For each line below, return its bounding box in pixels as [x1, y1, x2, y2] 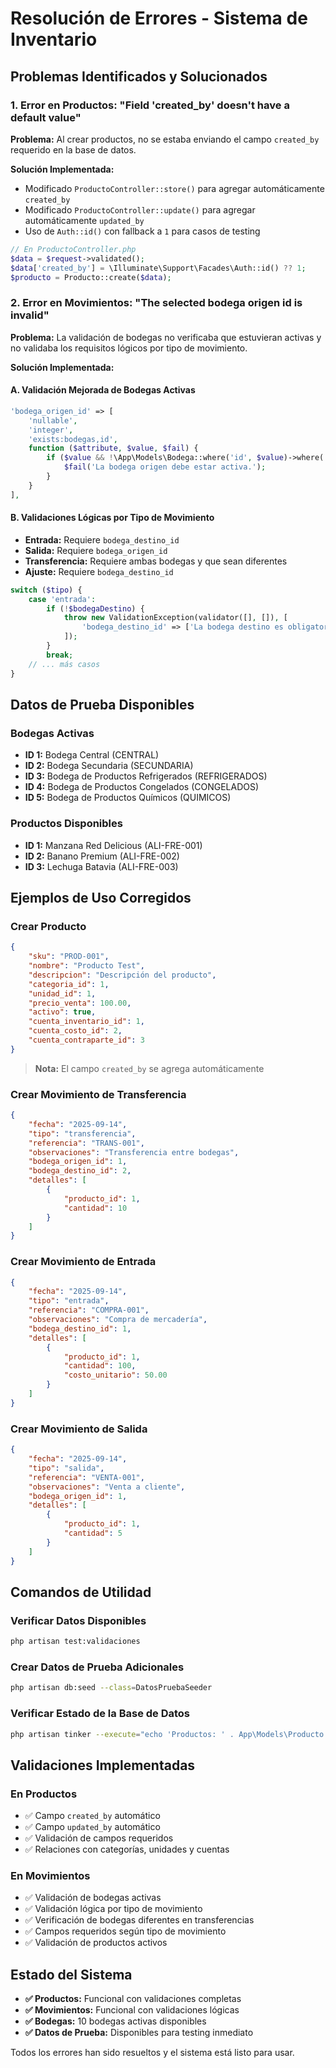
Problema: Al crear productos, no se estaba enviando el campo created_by [10, 133, 320, 145]
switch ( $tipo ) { [10, 585, 83, 595]
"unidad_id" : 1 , [28, 988, 97, 999]
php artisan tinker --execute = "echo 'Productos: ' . [10, 1729, 235, 1739]
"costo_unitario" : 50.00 [63, 1370, 168, 1381]
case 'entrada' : [28, 594, 97, 604]
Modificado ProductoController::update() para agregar [24, 203, 256, 216]
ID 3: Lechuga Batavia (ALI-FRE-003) [24, 860, 179, 872]
